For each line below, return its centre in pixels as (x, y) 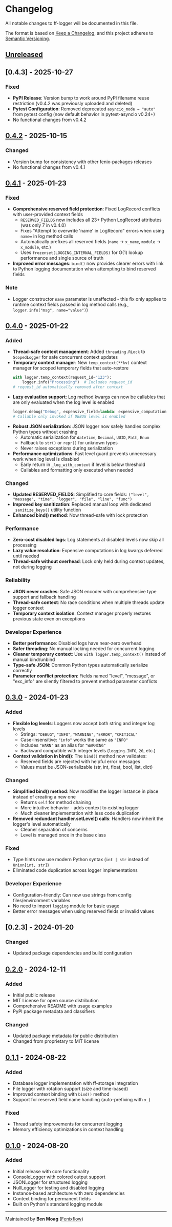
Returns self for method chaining (56, 802)
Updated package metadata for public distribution (65, 1036)
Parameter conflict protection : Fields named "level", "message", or (84, 676)
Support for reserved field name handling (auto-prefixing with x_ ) (81, 1099)
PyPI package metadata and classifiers (54, 1011)
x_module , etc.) (36, 247)
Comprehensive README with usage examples (62, 1006)
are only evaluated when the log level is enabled (63, 402)
